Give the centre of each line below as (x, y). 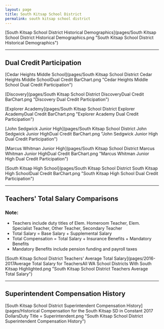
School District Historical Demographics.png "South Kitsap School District (79, 38)
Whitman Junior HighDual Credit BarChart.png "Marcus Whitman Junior (77, 154)
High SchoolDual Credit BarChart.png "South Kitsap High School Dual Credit (82, 174)
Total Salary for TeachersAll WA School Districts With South (92, 263)
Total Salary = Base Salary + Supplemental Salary (62, 233)
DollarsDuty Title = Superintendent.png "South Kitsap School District (74, 316)
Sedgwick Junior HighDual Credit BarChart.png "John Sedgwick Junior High (82, 134)
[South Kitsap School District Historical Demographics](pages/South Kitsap (81, 33)
